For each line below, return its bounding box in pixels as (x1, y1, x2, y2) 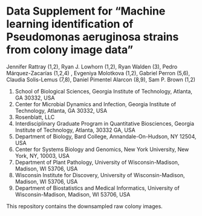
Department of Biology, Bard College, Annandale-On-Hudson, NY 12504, (15, 132, 197, 140)
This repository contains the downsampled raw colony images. (6, 202, 163, 210)
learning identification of (6, 17, 134, 31)
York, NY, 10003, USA (15, 152, 70, 159)
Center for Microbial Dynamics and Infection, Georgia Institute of (15, 100, 177, 107)
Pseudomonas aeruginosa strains (6, 30, 179, 44)
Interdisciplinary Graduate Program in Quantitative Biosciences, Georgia (15, 120, 195, 127)
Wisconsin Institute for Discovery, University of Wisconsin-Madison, (15, 171, 186, 178)
